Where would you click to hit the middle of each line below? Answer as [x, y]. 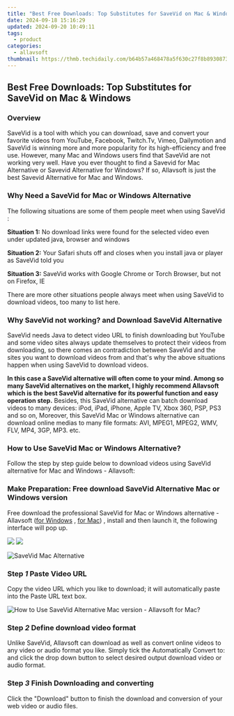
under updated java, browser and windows [69, 239]
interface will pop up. [38, 528]
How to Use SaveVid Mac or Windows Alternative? [94, 448]
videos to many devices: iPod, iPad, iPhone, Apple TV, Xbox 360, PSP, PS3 [114, 408]
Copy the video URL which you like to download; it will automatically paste [114, 588]
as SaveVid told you [36, 260]
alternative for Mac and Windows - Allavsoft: [71, 471]
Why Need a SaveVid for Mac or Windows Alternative [99, 196]
